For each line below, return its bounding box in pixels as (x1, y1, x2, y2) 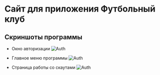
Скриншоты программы (4, 33, 83, 41)
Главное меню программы (11, 55, 68, 61)
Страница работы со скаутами (11, 64, 76, 70)
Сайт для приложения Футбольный (4, 3, 156, 15)
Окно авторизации (11, 46, 50, 51)
